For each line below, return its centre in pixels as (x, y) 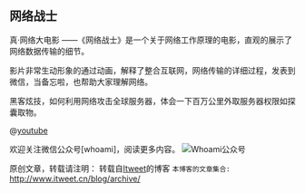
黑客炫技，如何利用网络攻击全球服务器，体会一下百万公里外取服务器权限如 (148, 101)
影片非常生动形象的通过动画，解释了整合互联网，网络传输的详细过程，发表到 (152, 70)
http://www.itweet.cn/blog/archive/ (75, 179)
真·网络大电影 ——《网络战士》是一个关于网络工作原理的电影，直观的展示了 (151, 40)
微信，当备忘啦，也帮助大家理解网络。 (81, 82)
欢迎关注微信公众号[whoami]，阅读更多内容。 (94, 149)
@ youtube (29, 130)
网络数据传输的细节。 (49, 51)
